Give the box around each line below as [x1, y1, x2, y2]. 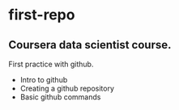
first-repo [8, 6, 75, 24]
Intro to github [19, 75, 68, 84]
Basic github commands [19, 92, 101, 102]
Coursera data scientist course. [8, 38, 172, 52]
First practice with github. [8, 59, 94, 69]
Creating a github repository [19, 83, 115, 93]
